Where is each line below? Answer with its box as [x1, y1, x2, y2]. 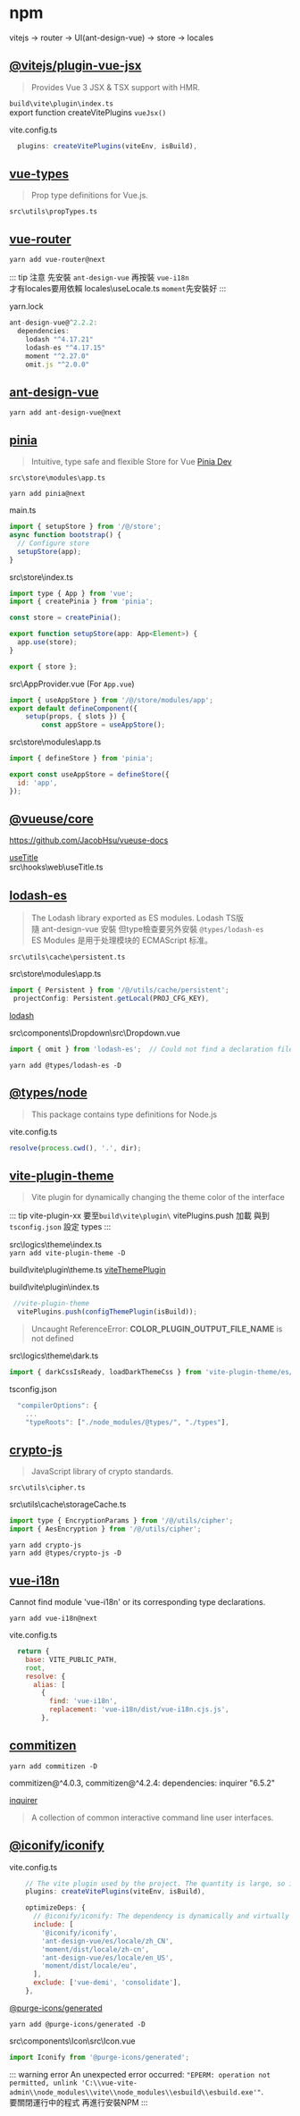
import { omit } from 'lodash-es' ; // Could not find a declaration [9, 1045, 274, 1054]
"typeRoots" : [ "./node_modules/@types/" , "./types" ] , [25, 1417, 229, 1427]
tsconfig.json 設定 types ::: [9, 1222, 112, 1232]
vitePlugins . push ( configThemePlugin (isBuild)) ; [17, 1307, 198, 1316]
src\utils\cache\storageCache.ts [9, 1499, 127, 1510]
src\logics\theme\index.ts [9, 1239, 103, 1250]
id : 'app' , [17, 778, 58, 787]
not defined [30, 1333, 74, 1344]
